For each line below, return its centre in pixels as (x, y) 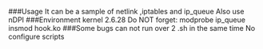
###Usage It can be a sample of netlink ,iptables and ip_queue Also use (126, 11)
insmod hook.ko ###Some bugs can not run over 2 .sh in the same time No (132, 28)
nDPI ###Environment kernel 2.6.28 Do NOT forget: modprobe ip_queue (127, 20)
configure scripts (36, 36)
